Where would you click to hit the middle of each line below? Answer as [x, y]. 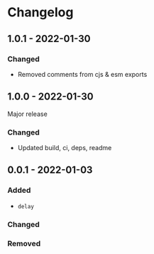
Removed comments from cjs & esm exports [82, 74]
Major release [27, 114]
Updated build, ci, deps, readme [65, 147]
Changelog [40, 12]
